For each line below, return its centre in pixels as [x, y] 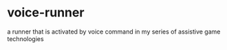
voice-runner [46, 13]
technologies [25, 38]
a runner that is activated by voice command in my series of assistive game [114, 32]
